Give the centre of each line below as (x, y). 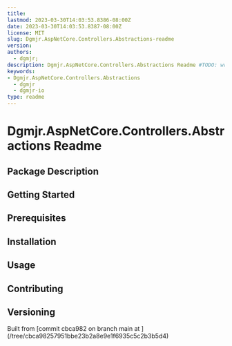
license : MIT (26, 33)
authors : (20, 52)
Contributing (35, 288)
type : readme (26, 97)
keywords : (21, 71)
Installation (32, 241)
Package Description (53, 171)
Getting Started (41, 194)
